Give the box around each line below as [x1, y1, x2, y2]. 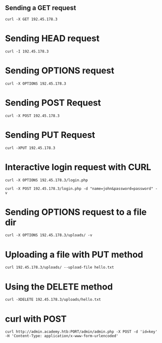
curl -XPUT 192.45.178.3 [5, 145, 55, 150]
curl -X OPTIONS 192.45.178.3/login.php [5, 177, 89, 183]
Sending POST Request [5, 97, 101, 108]
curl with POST [5, 313, 67, 325]
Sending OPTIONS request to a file [5, 206, 147, 218]
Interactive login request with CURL [5, 161, 152, 172]
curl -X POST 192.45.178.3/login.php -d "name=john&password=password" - [5, 186, 158, 191]
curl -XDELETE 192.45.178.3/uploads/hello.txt [5, 297, 101, 302]
